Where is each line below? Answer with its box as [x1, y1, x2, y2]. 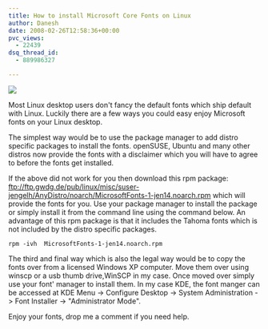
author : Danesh [8, 19, 59, 27]
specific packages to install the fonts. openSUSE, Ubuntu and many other [8, 141, 250, 150]
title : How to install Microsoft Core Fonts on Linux [8, 11, 192, 20]
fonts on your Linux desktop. [8, 117, 102, 126]
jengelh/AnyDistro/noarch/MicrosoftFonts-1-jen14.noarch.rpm [8, 190, 211, 200]
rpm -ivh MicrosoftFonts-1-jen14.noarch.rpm [8, 240, 162, 248]
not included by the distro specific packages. [8, 224, 158, 234]
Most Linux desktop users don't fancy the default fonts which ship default [8, 100, 252, 109]
